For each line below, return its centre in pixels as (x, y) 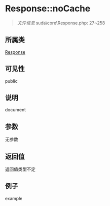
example (14, 198)
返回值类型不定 (20, 169)
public (12, 81)
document (16, 110)
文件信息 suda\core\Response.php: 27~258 (61, 23)
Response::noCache (48, 9)
